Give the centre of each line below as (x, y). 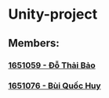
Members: (34, 43)
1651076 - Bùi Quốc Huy (54, 86)
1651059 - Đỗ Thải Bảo (52, 65)
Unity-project (53, 14)
